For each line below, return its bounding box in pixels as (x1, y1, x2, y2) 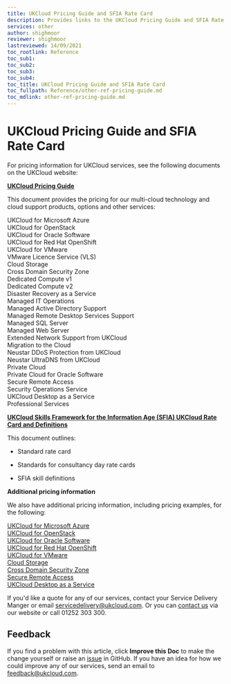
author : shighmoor (7, 29, 60, 37)
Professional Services (7, 399, 69, 408)
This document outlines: (7, 434, 76, 442)
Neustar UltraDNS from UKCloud (7, 355, 100, 364)
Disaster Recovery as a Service (7, 289, 97, 297)
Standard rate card (17, 447, 71, 455)
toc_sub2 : (7, 62, 36, 68)
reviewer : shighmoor (7, 36, 67, 43)
